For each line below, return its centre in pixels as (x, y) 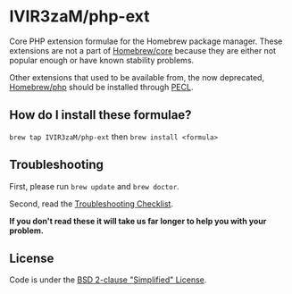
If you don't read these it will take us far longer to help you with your (138, 221)
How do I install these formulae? (100, 115)
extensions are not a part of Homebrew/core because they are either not (143, 50)
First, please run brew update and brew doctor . (95, 186)
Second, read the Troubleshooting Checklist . (92, 204)
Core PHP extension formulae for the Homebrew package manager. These (146, 41)
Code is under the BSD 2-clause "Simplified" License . (108, 280)
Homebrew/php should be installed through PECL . (101, 87)
